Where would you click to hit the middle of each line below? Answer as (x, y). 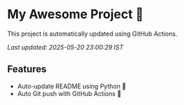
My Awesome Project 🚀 (76, 14)
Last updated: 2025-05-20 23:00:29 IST (66, 47)
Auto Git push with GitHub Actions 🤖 (69, 93)
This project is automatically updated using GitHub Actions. (92, 34)
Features (27, 69)
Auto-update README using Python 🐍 (72, 86)
